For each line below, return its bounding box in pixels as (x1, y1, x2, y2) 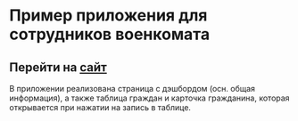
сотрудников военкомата (9, 24, 211, 44)
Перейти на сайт (9, 60, 107, 75)
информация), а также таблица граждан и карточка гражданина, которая (9, 93, 290, 103)
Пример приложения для (9, 5, 208, 26)
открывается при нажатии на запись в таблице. (9, 102, 192, 112)
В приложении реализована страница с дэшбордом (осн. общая (9, 84, 256, 93)
